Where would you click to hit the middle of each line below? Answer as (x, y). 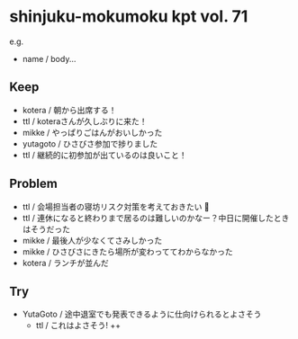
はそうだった (46, 229)
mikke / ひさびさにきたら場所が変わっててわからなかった (127, 251)
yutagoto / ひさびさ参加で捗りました (90, 143)
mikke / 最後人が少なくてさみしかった (92, 240)
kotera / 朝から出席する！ (69, 110)
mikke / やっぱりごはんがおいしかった (92, 132)
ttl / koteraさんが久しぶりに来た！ (85, 121)
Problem (34, 184)
